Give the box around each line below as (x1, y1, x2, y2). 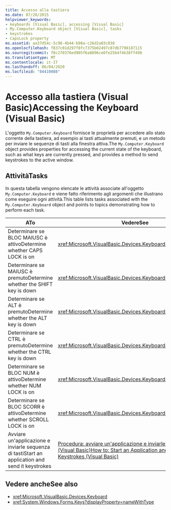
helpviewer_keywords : (5, 17, 51, 22)
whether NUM (8, 382, 42, 389)
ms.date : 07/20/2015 (5, 12, 49, 17)
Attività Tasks (5, 172, 48, 180)
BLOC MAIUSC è (8, 234, 48, 241)
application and (8, 456, 45, 463)
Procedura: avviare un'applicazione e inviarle (58, 440, 165, 447)
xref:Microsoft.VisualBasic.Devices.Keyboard (12, 493, 108, 499)
